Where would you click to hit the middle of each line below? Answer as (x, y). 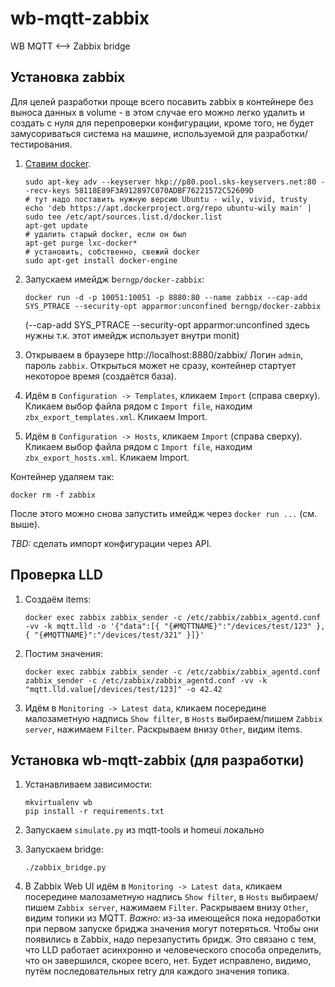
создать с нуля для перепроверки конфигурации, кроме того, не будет (162, 123)
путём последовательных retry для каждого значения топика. (157, 971)
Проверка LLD (56, 575)
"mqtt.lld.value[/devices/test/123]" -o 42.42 (123, 689)
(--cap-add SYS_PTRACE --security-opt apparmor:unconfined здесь (167, 324)
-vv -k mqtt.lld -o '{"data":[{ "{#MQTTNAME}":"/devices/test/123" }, (175, 626)
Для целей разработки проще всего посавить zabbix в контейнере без (162, 101)
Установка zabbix (68, 77)
